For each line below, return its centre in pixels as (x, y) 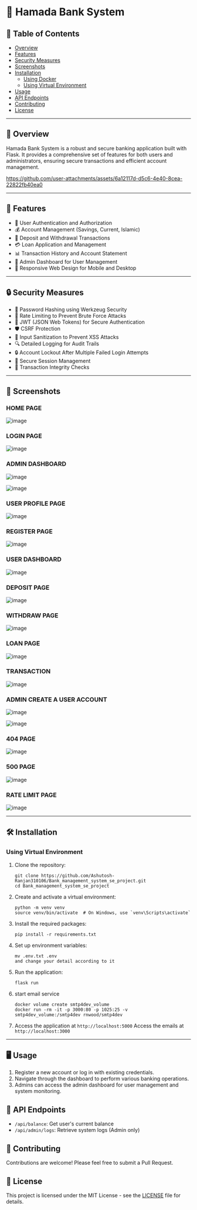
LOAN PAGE (23, 644)
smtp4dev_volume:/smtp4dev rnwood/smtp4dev (69, 1015)
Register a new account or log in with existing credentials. (84, 1073)
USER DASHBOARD (34, 559)
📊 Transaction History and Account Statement (71, 253)
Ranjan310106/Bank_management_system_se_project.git (80, 880)
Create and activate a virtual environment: (65, 897)
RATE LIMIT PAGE (31, 795)
